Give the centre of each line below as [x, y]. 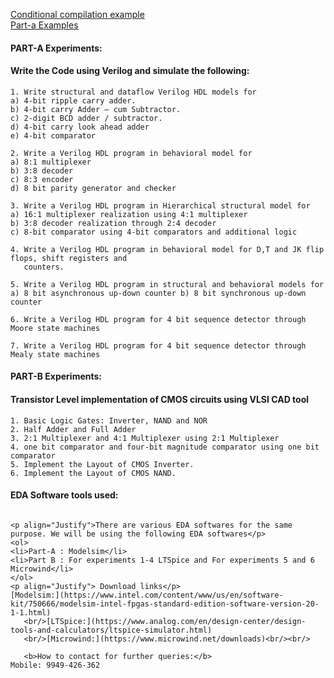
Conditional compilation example [77, 14]
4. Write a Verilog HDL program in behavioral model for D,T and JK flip [167, 249]
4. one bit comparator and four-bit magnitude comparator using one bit [165, 447]
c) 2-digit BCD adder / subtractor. [86, 118]
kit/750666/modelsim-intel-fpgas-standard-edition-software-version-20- [165, 604]
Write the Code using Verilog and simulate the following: [130, 71]
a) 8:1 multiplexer [51, 162]
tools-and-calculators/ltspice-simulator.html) [111, 630]
